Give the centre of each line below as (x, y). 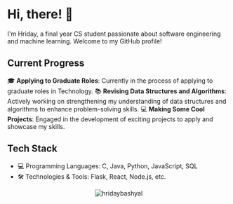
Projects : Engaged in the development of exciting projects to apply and (110, 119)
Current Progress (46, 63)
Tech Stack (32, 149)
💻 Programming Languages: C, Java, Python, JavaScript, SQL (107, 166)
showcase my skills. (36, 126)
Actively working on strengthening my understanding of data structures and (117, 101)
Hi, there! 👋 (40, 14)
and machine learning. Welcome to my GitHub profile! (85, 41)
